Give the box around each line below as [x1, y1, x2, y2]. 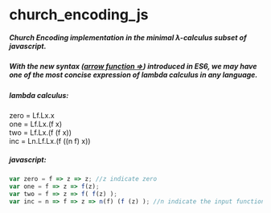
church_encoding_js [9, 6, 149, 24]
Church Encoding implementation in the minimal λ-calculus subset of [9, 32, 248, 42]
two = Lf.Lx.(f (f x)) [9, 127, 72, 137]
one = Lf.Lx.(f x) [9, 119, 63, 129]
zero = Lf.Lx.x [9, 110, 55, 120]
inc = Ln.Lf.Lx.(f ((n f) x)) [9, 136, 91, 145]
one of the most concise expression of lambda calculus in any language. [9, 70, 258, 80]
